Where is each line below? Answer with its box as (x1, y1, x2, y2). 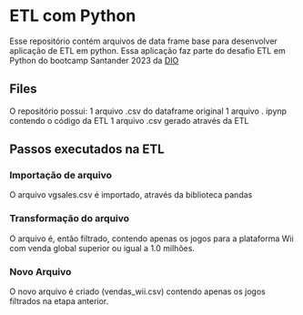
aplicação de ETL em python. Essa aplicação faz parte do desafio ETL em (9, 45, 286, 56)
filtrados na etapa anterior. (9, 296, 109, 307)
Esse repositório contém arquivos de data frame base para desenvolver (9, 36, 278, 46)
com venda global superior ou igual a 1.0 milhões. (9, 242, 196, 253)
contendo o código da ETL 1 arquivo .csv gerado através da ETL (9, 115, 249, 126)
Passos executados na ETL (9, 142, 166, 157)
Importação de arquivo (9, 169, 112, 182)
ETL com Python (9, 5, 136, 26)
